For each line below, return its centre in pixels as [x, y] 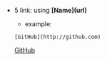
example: [38, 24]
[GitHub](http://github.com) [57, 37]
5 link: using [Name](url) [51, 10]
